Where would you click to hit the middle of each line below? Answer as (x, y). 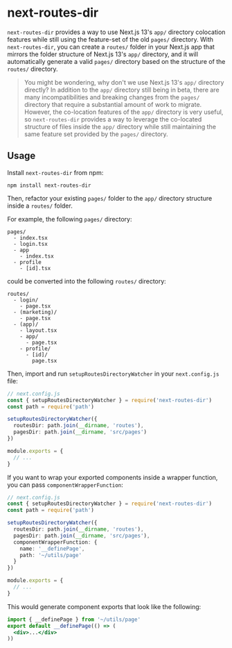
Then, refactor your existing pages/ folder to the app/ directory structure (110, 198)
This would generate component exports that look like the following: (104, 606)
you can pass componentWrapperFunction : (65, 485)
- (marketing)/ (35, 312)
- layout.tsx (38, 330)
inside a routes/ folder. (40, 206)
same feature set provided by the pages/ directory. (96, 134)
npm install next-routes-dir (49, 185)
